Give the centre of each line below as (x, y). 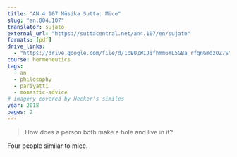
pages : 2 (20, 112)
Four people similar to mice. (48, 146)
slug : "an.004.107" (36, 20)
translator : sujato (36, 27)
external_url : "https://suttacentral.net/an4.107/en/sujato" (99, 33)
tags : (15, 66)
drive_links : (26, 46)
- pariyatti (31, 86)
